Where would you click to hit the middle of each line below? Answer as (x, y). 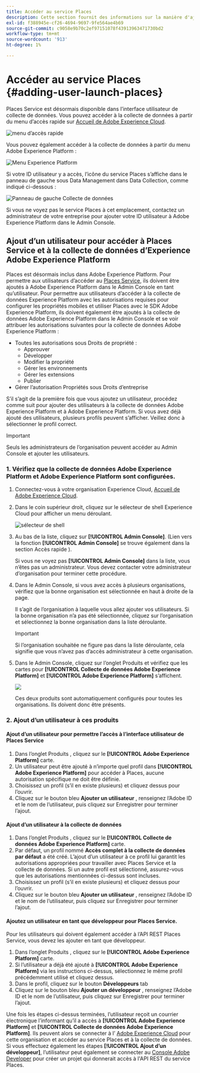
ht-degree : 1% (24, 45)
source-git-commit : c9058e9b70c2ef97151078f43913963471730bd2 (85, 28)
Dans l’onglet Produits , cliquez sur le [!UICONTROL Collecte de (93, 838)
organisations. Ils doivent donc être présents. (70, 705)
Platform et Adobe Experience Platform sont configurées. (91, 476)
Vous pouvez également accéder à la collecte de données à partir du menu (98, 144)
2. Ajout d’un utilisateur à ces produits (62, 720)
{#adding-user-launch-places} (85, 92)
